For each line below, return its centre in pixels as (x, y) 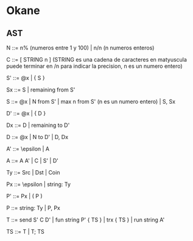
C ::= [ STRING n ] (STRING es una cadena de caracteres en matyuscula (97, 59)
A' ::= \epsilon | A (28, 149)
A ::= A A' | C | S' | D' (33, 160)
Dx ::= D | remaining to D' (38, 125)
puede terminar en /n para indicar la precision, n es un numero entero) (94, 66)
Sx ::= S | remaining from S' (41, 90)
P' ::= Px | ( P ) (24, 196)
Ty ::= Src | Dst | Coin (33, 172)
